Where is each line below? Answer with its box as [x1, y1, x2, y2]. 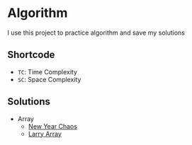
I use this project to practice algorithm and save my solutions [7, 28, 186, 37]
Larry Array [28, 129, 62, 138]
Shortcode [7, 49, 55, 61]
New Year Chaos [28, 122, 78, 130]
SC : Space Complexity [17, 75, 81, 83]
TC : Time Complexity [17, 67, 78, 76]
